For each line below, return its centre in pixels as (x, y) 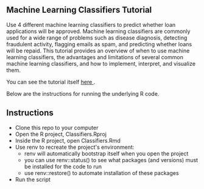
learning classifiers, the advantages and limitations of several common (95, 57)
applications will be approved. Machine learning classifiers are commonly (98, 31)
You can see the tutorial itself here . (51, 82)
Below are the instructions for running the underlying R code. (83, 93)
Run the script (33, 179)
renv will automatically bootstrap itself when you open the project (106, 153)
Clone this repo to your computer (57, 127)
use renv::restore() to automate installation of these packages (101, 173)
